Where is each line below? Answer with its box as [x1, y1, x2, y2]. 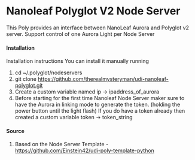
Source [6, 127, 25, 134]
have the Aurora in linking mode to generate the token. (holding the [14, 101, 181, 108]
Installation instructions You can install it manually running [6, 58, 150, 65]
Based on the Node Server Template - [14, 141, 109, 148]
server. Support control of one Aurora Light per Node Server [6, 30, 155, 37]
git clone [14, 76, 37, 83]
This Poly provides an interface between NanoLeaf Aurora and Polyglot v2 [6, 24, 190, 31]
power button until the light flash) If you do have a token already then [14, 107, 185, 114]
